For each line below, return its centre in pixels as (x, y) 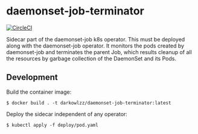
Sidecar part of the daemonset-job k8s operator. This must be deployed (96, 39)
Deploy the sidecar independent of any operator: (67, 114)
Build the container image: (39, 92)
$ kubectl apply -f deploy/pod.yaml (52, 125)
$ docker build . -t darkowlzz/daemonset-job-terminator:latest (89, 103)
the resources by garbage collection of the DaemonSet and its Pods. (91, 58)
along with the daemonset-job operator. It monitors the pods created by (95, 46)
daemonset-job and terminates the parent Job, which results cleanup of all (99, 52)
